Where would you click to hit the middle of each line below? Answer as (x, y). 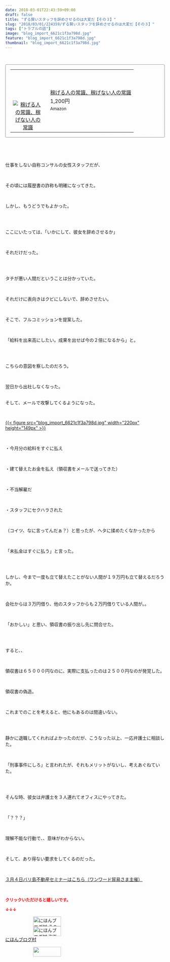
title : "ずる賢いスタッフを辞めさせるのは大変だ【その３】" (61, 19)
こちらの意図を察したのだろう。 (38, 366)
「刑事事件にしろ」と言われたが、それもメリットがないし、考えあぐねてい (83, 765)
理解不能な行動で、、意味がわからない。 (46, 838)
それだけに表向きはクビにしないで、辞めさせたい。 (58, 299)
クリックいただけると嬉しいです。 (38, 900)
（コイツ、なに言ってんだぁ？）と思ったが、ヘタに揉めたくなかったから (80, 530)
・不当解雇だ (18, 489)
